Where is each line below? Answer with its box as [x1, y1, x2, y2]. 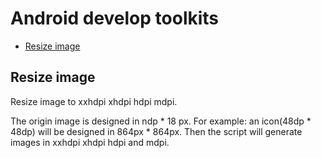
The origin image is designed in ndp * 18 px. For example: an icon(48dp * [10, 115, 312, 127]
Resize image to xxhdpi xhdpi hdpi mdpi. [10, 95, 178, 107]
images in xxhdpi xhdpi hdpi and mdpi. [10, 136, 170, 148]
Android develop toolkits [10, 7, 220, 30]
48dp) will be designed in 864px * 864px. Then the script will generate [10, 125, 303, 137]
